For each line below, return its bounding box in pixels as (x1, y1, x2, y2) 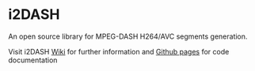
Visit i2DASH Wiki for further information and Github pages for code (8, 47, 230, 56)
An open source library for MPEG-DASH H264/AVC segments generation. (8, 32, 248, 41)
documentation (8, 55, 58, 65)
